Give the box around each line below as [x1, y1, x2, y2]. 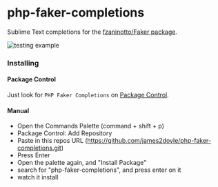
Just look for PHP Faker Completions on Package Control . [7, 91, 169, 99]
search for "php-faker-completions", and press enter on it [17, 166, 181, 174]
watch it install [17, 173, 59, 181]
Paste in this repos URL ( [17, 137, 88, 145]
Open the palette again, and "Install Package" [17, 159, 147, 167]
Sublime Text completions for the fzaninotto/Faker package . [7, 28, 178, 36]
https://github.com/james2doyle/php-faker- [87, 137, 212, 145]
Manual [7, 106, 30, 115]
